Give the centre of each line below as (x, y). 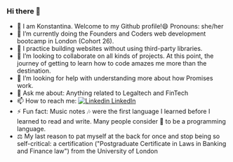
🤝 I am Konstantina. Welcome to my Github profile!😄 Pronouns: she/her (120, 27)
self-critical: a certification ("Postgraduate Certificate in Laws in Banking (121, 144)
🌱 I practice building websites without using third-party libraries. (109, 49)
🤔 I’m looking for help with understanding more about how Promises (115, 78)
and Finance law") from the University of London (87, 151)
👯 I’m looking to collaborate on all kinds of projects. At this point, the (115, 56)
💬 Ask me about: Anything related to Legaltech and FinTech (102, 93)
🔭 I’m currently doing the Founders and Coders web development (111, 34)
